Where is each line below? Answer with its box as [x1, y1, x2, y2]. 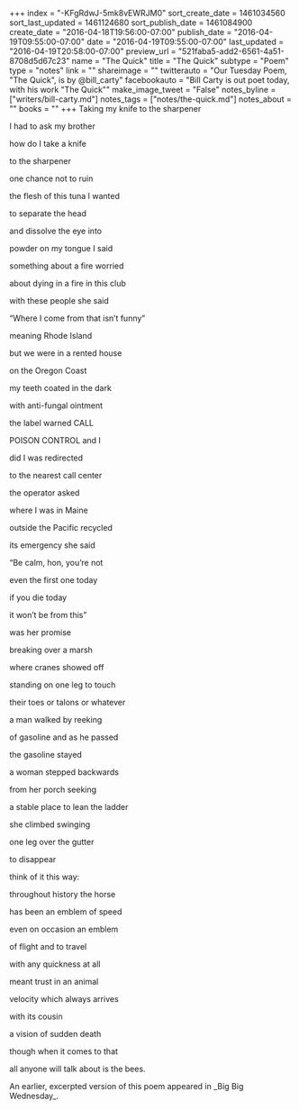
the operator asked [9, 487, 80, 498]
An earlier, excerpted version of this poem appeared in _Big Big [9, 1081, 244, 1091]
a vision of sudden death [9, 1029, 102, 1039]
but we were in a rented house [9, 348, 122, 359]
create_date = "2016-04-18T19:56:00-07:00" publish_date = [9, 27, 232, 37]
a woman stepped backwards [9, 767, 120, 778]
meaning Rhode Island [9, 331, 93, 341]
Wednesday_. [9, 1090, 59, 1101]
